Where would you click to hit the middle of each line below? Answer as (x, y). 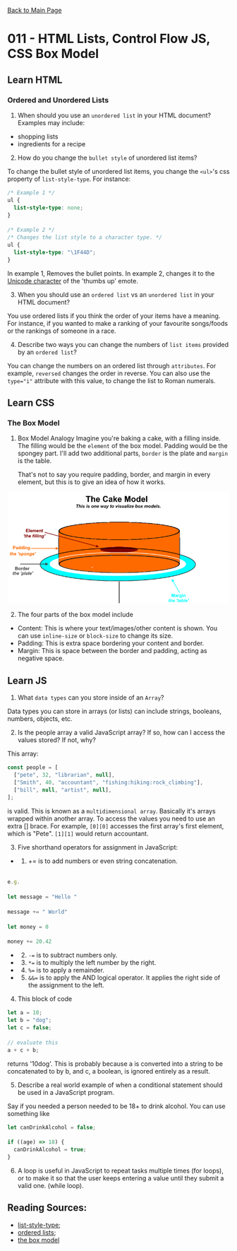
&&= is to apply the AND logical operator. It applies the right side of (124, 977)
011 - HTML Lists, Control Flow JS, (109, 39)
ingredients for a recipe (51, 143)
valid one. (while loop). (51, 1185)
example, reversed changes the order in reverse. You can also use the (109, 373)
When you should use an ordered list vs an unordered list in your (116, 294)
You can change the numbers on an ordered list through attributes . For (112, 365)
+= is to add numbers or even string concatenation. (103, 861)
